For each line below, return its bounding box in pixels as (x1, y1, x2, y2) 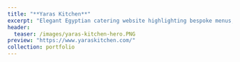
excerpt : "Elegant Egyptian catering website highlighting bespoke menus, (7, 17, 235, 24)
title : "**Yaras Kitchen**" (7, 10, 91, 18)
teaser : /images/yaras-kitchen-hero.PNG (14, 30, 136, 38)
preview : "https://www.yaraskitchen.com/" (7, 37, 136, 44)
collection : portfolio (7, 43, 75, 51)
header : (7, 24, 31, 31)
